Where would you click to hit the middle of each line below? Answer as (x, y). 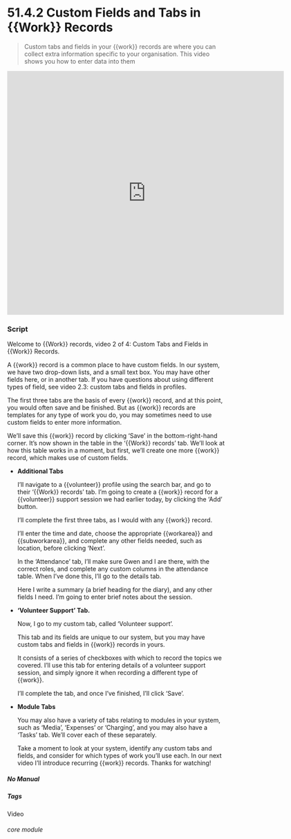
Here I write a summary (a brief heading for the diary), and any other (115, 590)
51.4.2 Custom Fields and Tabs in (104, 13)
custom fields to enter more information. (65, 423)
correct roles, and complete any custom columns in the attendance (113, 569)
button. (27, 507)
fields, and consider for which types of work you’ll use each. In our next (120, 756)
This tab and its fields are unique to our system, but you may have (111, 637)
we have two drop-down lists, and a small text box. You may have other (109, 372)
